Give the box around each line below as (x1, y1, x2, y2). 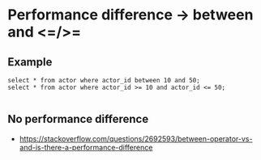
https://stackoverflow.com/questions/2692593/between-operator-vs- (19, 133, 253, 143)
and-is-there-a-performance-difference (19, 142, 153, 152)
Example (7, 55, 53, 69)
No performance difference (7, 112, 149, 126)
